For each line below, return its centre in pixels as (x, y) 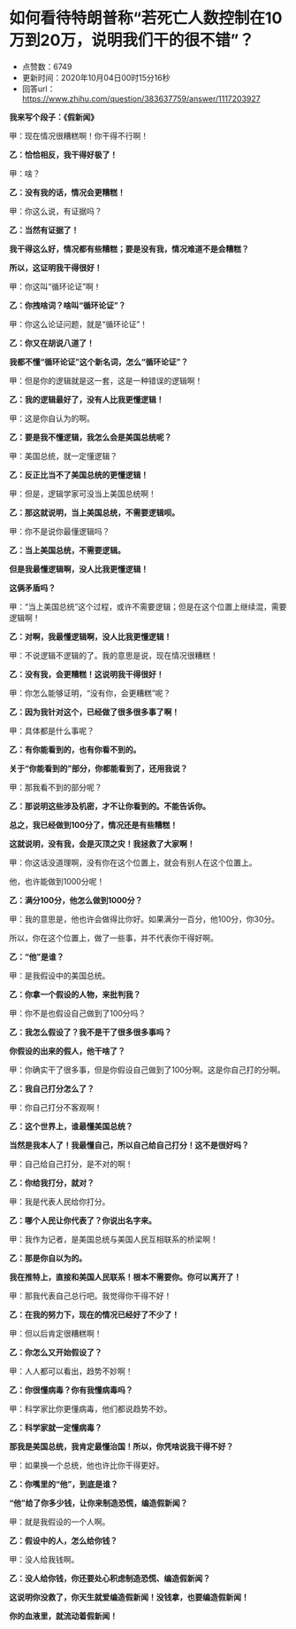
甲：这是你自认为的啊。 (52, 418)
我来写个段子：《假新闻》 (54, 117)
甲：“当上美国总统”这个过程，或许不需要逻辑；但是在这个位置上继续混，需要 (148, 606)
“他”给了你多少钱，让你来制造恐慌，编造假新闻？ (99, 1502)
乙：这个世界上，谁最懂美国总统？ (71, 1126)
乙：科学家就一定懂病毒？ (56, 1427)
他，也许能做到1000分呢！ (57, 881)
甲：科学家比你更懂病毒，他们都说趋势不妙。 (91, 1408)
